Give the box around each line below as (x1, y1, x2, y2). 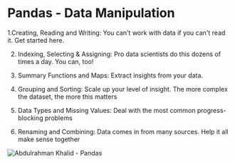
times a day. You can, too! (17, 57, 94, 65)
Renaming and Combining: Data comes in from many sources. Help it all (17, 127, 229, 136)
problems (45, 114, 73, 122)
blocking (17, 114, 44, 122)
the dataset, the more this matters (17, 92, 117, 101)
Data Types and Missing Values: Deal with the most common (17, 106, 196, 114)
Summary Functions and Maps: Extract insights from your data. (17, 71, 204, 80)
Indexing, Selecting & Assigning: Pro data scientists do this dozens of (17, 50, 221, 58)
